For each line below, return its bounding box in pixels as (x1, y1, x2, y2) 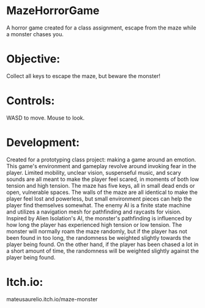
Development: (6, 136, 80, 149)
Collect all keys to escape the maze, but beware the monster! (6, 72, 161, 80)
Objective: (6, 52, 61, 66)
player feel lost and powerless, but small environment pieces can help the (6, 194, 192, 202)
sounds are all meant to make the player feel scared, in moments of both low (6, 175, 199, 183)
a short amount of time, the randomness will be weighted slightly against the (6, 247, 199, 255)
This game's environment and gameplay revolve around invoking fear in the (6, 162, 197, 169)
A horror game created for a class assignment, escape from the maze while (6, 24, 197, 31)
